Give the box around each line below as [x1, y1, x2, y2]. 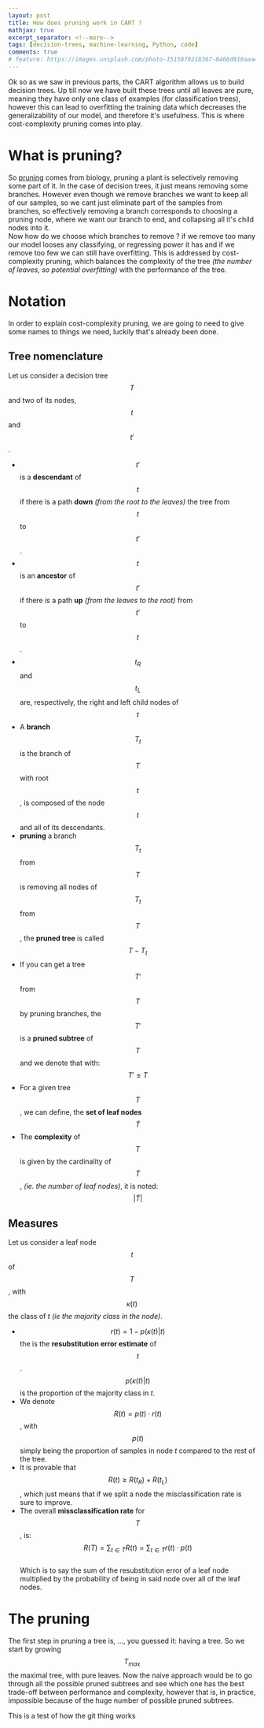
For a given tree [19, 1083, 71, 1093]
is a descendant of [19, 472, 82, 482]
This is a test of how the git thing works [8, 1711, 136, 1721]
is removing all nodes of [19, 882, 98, 892]
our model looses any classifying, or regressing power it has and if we [8, 240, 235, 249]
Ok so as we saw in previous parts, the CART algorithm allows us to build [8, 76, 245, 87]
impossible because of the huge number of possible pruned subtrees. [8, 1696, 234, 1705]
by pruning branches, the [19, 1009, 102, 1019]
